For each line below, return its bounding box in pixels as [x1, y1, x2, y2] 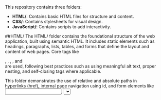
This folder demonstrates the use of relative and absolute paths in [5, 78, 137, 83]
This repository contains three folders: [5, 4, 82, 10]
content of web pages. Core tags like [5, 49, 79, 54]
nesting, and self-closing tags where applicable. [5, 68, 102, 74]
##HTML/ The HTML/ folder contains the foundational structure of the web [5, 33, 155, 39]
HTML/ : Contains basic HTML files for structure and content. [12, 14, 134, 19]
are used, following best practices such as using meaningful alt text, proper [5, 63, 157, 69]
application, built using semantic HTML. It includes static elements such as [5, 38, 155, 44]
